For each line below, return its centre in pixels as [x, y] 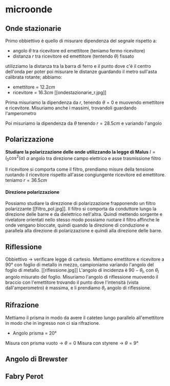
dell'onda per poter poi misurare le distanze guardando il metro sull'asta [81, 71]
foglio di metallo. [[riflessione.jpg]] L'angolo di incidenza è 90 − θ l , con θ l [82, 271]
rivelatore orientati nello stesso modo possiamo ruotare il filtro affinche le [82, 220]
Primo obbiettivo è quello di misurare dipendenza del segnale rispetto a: [81, 41]
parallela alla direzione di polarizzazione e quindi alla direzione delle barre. [84, 231]
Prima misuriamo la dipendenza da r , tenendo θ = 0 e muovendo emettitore [85, 102]
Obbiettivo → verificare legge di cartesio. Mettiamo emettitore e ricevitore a [85, 259]
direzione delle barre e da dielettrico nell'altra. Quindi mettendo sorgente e [84, 214]
